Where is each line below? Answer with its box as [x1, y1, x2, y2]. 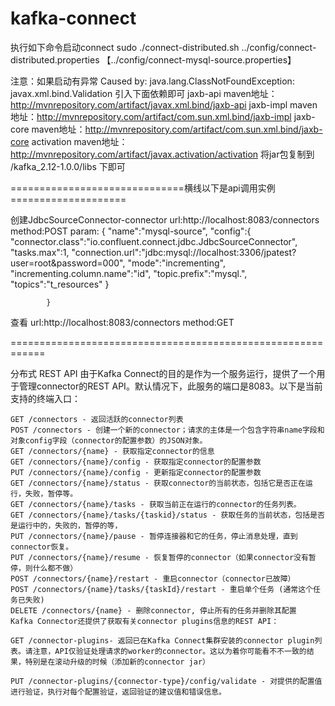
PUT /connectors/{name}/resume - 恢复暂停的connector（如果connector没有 [10, 552, 309, 562]
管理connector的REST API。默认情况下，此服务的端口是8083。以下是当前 [18, 380, 323, 392]
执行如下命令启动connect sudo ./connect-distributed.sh [10, 41, 240, 53]
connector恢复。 [10, 542, 74, 552]
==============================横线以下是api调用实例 [10, 182, 276, 194]
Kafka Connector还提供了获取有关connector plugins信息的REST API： [10, 616, 280, 626]
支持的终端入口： [10, 392, 81, 404]
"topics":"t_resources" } [10, 278, 110, 290]
